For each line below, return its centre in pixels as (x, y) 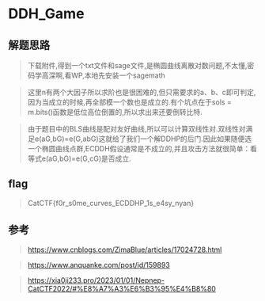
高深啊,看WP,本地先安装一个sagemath (104, 75)
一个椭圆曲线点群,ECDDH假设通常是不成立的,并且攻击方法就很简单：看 (142, 149)
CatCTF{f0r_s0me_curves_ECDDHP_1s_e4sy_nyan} (111, 203)
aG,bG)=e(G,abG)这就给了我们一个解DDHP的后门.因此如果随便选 (147, 139)
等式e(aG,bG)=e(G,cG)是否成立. (79, 158)
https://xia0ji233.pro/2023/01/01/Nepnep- (96, 280)
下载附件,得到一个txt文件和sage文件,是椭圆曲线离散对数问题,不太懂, (137, 65)
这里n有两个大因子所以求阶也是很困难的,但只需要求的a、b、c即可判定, (142, 92)
